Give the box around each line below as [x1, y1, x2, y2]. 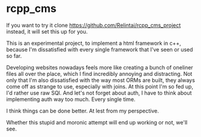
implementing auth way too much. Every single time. [6, 95, 136, 103]
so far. [6, 52, 22, 59]
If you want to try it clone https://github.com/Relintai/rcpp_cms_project [6, 22, 181, 29]
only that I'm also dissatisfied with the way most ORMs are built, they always [6, 77, 195, 84]
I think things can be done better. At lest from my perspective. [6, 107, 159, 114]
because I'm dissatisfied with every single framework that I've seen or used [6, 45, 193, 53]
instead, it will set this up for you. [6, 28, 88, 35]
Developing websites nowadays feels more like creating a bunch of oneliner [6, 63, 193, 71]
